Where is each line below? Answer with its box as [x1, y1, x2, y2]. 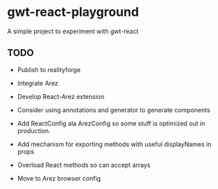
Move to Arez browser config [17, 174, 101, 182]
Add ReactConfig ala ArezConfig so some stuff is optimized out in [17, 119, 206, 127]
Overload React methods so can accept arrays [17, 161, 151, 169]
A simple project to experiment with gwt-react [7, 27, 139, 35]
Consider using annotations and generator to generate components [17, 105, 210, 114]
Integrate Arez [17, 79, 59, 87]
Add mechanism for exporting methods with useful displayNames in [17, 140, 212, 148]
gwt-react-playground [7, 4, 140, 20]
